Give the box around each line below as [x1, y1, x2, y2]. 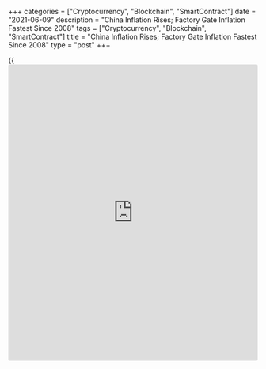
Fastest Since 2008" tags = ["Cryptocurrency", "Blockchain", [8, 24, 207, 32]
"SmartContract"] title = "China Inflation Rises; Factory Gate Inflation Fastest [8, 32, 257, 41]
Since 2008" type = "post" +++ [8, 40, 111, 50]
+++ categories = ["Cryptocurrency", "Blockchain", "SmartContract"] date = [8, 7, 256, 16]
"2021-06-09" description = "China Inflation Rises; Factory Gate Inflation [8, 15, 245, 24]
